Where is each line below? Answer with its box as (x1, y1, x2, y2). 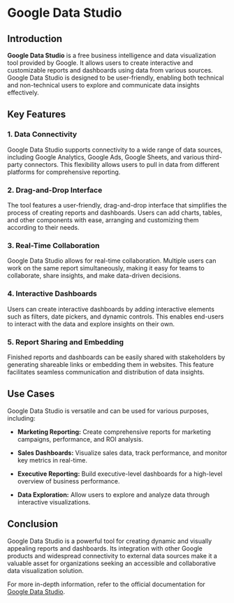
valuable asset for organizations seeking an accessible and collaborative (7, 559, 217, 567)
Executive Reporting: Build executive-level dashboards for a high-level (17, 470, 223, 478)
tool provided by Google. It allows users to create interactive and (7, 59, 193, 67)
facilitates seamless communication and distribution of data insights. (7, 368, 205, 376)
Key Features (7, 108, 66, 120)
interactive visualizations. (17, 497, 91, 506)
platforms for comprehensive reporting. (7, 168, 121, 176)
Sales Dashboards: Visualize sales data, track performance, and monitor (17, 449, 228, 457)
